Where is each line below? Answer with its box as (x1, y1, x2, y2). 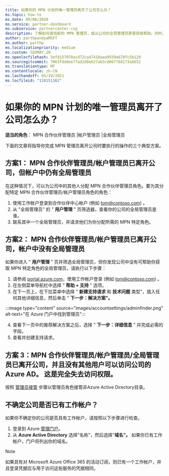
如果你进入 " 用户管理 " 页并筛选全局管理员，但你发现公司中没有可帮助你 (5, 259, 156, 265)
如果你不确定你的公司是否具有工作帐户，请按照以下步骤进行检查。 (5, 415, 142, 421)
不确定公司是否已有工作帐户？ (5, 401, 98, 409)
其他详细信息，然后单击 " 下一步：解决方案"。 (17, 295, 112, 301)
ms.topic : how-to (5, 12, 42, 17)
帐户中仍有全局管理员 (25, 168, 92, 177)
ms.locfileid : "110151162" (5, 78, 62, 83)
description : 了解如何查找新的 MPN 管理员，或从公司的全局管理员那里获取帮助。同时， (5, 31, 166, 36)
